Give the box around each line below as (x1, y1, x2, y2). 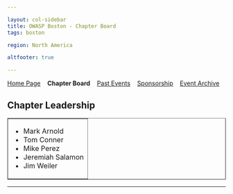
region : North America (7, 42, 73, 48)
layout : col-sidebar (7, 16, 67, 23)
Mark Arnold (23, 126, 64, 136)
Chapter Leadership (7, 99, 96, 111)
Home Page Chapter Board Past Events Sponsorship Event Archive (7, 79, 220, 87)
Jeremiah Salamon (23, 152, 85, 161)
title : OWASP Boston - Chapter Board (7, 22, 116, 30)
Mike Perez (23, 143, 60, 153)
